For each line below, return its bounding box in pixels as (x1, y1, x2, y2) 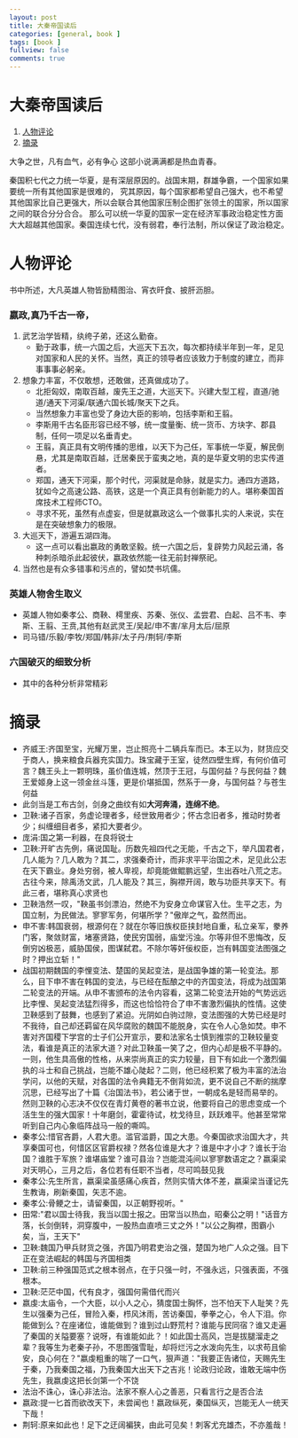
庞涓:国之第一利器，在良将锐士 (21, 832, 134, 842)
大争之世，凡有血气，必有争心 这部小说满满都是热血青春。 (9, 156, 222, 167)
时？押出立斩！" (21, 954, 82, 965)
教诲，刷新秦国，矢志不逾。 (29, 1186, 131, 1197)
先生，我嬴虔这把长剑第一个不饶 (21, 1375, 139, 1386)
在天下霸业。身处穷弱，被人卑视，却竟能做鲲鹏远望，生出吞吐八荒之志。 (21, 865, 286, 876)
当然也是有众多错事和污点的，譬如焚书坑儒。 (21, 564, 186, 574)
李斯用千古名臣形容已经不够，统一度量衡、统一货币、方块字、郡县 (35, 419, 277, 430)
